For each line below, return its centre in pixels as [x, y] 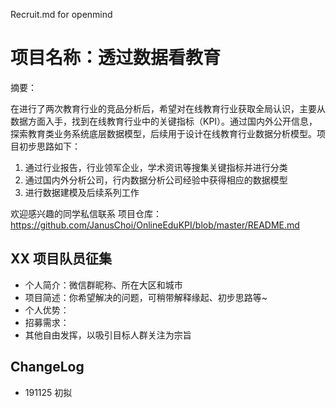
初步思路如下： [49, 146]
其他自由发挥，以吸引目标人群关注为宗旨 [108, 335]
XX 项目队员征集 [61, 259]
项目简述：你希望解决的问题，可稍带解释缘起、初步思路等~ [146, 297]
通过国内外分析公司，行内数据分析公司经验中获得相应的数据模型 [156, 180]
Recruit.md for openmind [61, 14]
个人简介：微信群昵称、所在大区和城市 [103, 285]
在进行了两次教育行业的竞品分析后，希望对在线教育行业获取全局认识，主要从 [168, 108]
